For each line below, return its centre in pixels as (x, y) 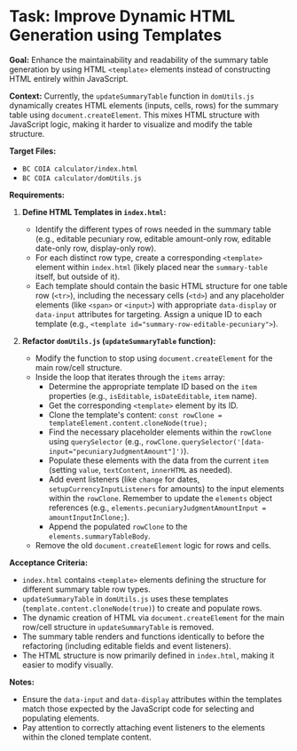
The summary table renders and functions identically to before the (143, 636)
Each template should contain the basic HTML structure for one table (161, 285)
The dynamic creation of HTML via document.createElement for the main (153, 617)
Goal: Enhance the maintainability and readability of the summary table (139, 60)
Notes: (22, 682)
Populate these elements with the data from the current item (158, 460)
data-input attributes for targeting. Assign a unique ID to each (148, 314)
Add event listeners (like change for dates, (124, 479)
